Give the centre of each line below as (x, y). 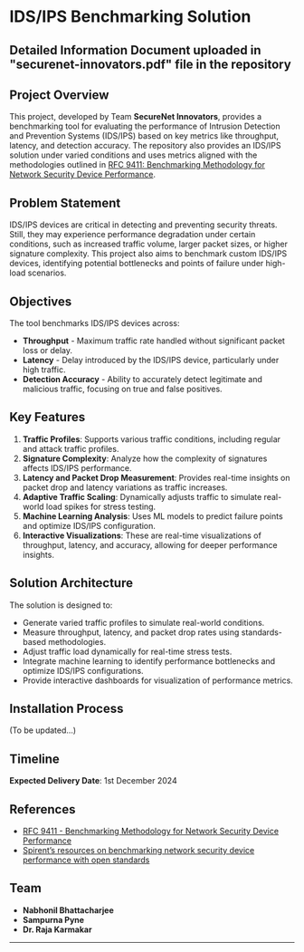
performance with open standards (86, 860)
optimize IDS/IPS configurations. (83, 670)
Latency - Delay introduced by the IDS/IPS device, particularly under (151, 361)
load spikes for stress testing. (101, 506)
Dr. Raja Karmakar (57, 929)
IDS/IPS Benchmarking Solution (130, 17)
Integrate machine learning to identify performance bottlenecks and (149, 661)
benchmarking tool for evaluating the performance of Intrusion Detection (145, 126)
